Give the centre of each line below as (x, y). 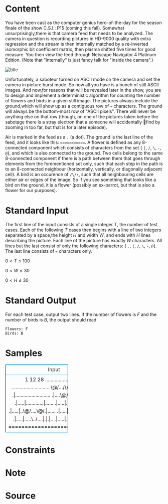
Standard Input (37, 211)
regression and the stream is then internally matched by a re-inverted (77, 44)
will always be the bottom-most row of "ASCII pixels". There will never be (80, 111)
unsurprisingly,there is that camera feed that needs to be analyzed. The (79, 33)
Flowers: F (17, 329)
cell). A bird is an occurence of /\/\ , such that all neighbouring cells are (79, 174)
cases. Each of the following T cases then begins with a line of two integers (83, 230)
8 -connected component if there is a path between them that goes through (83, 158)
